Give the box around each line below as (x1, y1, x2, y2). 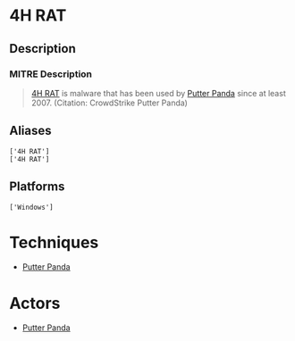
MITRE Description (9, 68, 92, 80)
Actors (9, 293, 61, 313)
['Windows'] (9, 203, 54, 212)
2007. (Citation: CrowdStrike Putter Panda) (30, 97, 188, 108)
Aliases (9, 123, 52, 138)
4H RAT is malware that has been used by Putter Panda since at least (30, 87, 286, 98)
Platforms (9, 179, 65, 195)
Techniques (9, 232, 99, 253)
